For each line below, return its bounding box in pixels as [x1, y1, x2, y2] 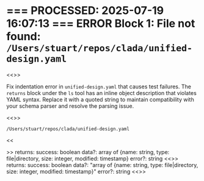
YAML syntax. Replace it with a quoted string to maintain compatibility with [6, 96, 194, 103]
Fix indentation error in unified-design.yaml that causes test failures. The [6, 83, 191, 90]
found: [6, 30, 41, 43]
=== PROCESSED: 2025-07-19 [6, 4, 164, 18]
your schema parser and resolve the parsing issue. [6, 102, 134, 110]
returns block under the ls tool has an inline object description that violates [6, 89, 197, 96]
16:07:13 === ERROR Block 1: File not [6, 16, 195, 30]
